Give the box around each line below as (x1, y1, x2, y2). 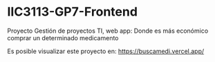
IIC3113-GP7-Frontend (7, 4, 138, 20)
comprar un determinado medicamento (7, 33, 119, 42)
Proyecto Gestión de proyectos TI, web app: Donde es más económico (7, 27, 209, 35)
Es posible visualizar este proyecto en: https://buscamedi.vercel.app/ (7, 47, 205, 55)
